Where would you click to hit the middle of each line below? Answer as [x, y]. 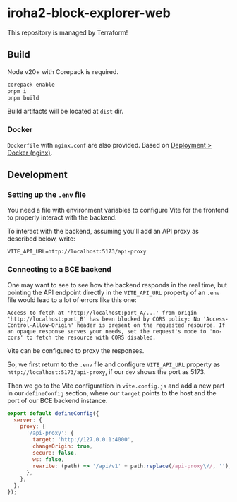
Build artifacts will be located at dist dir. [66, 112]
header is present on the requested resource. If [151, 325]
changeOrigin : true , [63, 446]
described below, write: [41, 239]
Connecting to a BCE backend [59, 270]
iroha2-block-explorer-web [89, 13]
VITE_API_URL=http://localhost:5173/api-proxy [77, 252]
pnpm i [17, 91]
